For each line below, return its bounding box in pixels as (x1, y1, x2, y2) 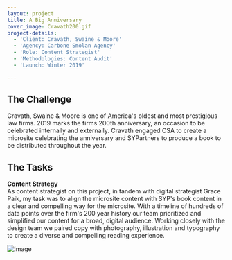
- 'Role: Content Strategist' (13, 49, 100, 56)
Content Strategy (7, 180, 58, 188)
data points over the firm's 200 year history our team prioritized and (7, 209, 202, 218)
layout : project (7, 10, 54, 17)
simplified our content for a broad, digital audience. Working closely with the (7, 216, 225, 225)
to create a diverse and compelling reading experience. (7, 232, 165, 240)
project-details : (7, 29, 57, 37)
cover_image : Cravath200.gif (7, 23, 91, 30)
